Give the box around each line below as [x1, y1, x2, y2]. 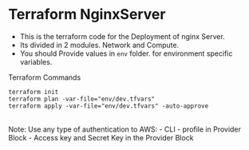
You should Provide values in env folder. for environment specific [19, 49, 233, 58]
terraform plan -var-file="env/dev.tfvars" [8, 95, 156, 103]
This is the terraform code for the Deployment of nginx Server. [19, 31, 225, 41]
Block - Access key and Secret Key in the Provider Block [8, 132, 194, 142]
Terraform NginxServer [8, 6, 166, 24]
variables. [19, 57, 53, 66]
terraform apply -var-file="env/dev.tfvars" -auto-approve [8, 101, 209, 110]
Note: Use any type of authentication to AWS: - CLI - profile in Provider [8, 124, 242, 134]
